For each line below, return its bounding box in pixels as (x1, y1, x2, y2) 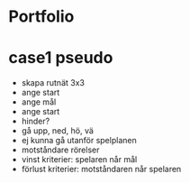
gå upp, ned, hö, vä (21, 125, 94, 136)
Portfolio (8, 6, 75, 27)
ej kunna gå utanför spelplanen (21, 135, 137, 146)
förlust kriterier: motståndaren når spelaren (21, 164, 182, 175)
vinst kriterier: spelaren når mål (21, 154, 138, 165)
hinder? (21, 115, 50, 127)
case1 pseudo (8, 48, 113, 69)
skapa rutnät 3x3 (21, 78, 85, 88)
